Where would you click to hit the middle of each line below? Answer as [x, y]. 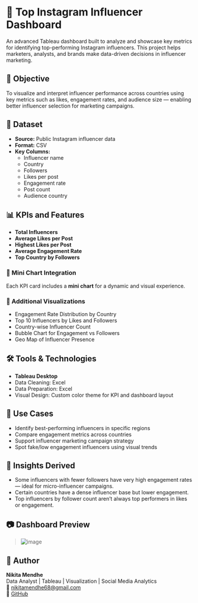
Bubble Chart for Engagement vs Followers [67, 333]
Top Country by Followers [47, 257]
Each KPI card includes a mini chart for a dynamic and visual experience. [96, 286]
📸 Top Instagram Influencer [74, 12]
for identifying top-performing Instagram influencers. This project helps [93, 48]
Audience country [45, 195]
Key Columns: [32, 151]
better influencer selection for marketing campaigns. [70, 106]
